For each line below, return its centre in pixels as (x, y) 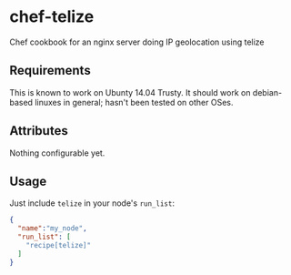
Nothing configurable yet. (57, 153)
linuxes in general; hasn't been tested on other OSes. (134, 102)
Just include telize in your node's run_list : (92, 203)
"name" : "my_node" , (53, 229)
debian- (267, 92)
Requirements (50, 71)
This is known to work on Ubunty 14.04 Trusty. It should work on (130, 92)
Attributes (39, 131)
